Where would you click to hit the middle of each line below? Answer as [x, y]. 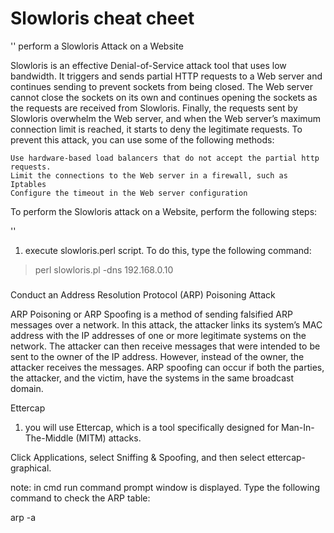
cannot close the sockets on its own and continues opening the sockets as [164, 97]
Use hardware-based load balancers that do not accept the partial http [165, 158]
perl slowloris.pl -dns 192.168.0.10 [104, 269]
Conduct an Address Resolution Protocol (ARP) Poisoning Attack [143, 295]
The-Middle [49, 438]
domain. [27, 389]
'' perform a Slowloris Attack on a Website [97, 46]
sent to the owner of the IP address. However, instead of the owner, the [157, 357]
